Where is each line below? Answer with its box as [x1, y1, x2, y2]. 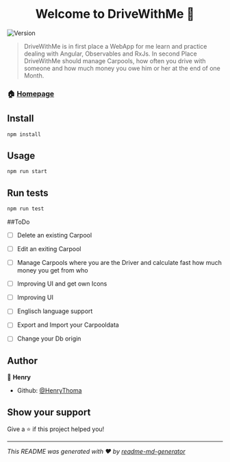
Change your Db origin [16, 334, 81, 343]
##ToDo [7, 218, 30, 226]
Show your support [7, 406, 91, 418]
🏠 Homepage [7, 89, 55, 98]
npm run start [7, 168, 48, 175]
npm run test [7, 205, 44, 212]
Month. [23, 71, 44, 80]
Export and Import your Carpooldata [16, 321, 120, 329]
